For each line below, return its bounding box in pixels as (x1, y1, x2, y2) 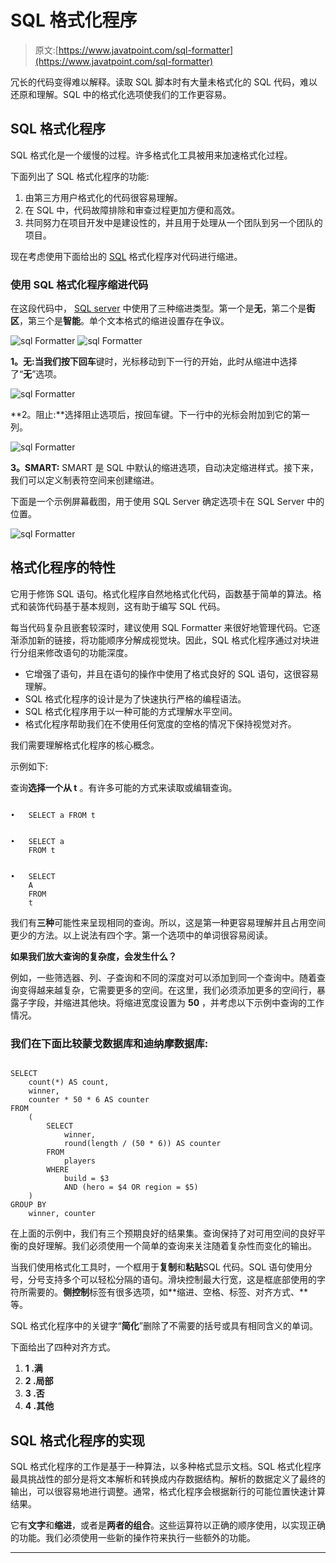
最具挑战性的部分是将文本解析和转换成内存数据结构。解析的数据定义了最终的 (10, 1472, 326, 1485)
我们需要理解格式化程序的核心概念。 (10, 739, 160, 751)
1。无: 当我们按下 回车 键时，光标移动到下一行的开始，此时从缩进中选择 (10, 356, 298, 368)
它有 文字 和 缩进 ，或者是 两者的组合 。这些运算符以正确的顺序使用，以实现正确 (10, 1519, 326, 1531)
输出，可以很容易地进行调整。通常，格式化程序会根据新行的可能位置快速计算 (10, 1485, 326, 1497)
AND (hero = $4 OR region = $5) (63, 1182, 199, 1193)
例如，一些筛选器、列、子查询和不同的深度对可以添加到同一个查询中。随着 (10, 971, 317, 983)
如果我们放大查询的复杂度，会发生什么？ (10, 950, 177, 962)
